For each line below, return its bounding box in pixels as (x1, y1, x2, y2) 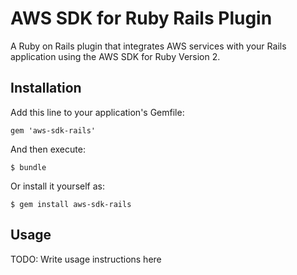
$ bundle (10, 162, 47, 172)
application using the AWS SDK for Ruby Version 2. (10, 50, 221, 62)
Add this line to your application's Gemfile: (10, 106, 185, 118)
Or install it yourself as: (10, 180, 105, 192)
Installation (10, 80, 82, 97)
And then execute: (10, 143, 86, 155)
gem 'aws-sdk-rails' (10, 125, 97, 136)
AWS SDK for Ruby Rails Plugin (10, 7, 273, 30)
